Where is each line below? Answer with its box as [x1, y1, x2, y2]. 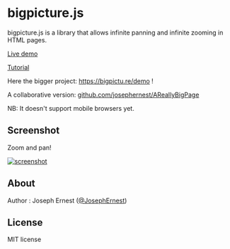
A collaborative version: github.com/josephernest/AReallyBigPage [7, 90, 200, 99]
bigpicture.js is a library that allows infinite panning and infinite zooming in [7, 28, 224, 37]
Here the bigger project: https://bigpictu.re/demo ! [7, 76, 154, 85]
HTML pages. [7, 35, 47, 44]
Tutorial [7, 63, 30, 71]
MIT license [7, 235, 42, 244]
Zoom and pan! [7, 143, 52, 152]
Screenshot [7, 125, 60, 137]
